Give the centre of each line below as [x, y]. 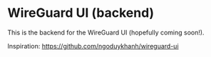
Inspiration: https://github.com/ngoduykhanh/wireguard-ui [93, 46]
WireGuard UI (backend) [81, 13]
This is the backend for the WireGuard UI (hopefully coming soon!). [106, 32]
